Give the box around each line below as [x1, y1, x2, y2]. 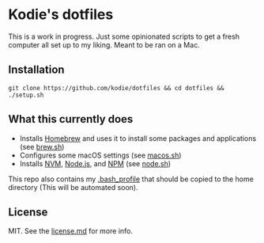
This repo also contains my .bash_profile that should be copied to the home [8, 174, 255, 184]
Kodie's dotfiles [8, 6, 114, 24]
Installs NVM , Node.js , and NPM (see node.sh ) [19, 158, 172, 168]
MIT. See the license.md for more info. [8, 226, 133, 236]
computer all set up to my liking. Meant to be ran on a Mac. [8, 40, 200, 49]
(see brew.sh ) [19, 142, 65, 151]
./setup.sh [8, 91, 44, 99]
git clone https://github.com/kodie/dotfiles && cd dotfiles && [8, 84, 224, 92]
